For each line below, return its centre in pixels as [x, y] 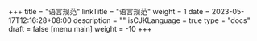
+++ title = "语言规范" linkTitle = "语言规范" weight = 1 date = [109, 11]
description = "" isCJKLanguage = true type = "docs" [162, 20]
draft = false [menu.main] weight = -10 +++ [80, 29]
